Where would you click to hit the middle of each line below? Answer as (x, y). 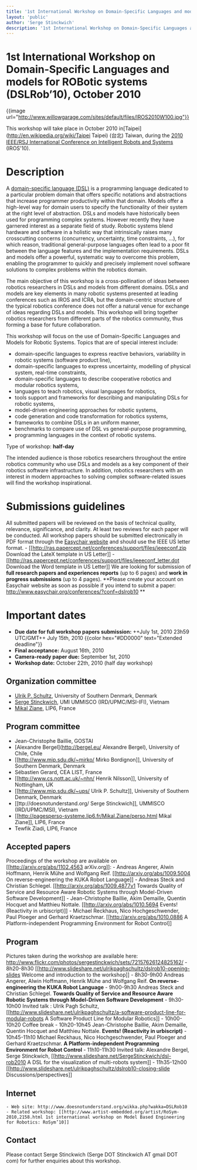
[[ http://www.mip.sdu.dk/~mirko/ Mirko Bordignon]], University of (94, 759)
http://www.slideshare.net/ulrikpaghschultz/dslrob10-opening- (114, 969)
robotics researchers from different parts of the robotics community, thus (95, 319)
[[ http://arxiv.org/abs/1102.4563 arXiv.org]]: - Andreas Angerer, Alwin (90, 867)
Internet (21, 1093)
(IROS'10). (18, 148)
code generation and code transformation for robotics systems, (91, 416)
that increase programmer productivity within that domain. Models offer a (95, 201)
